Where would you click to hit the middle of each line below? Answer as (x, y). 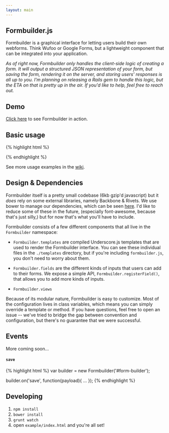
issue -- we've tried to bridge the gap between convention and (71, 315)
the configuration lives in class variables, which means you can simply (79, 304)
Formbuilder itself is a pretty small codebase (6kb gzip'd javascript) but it (82, 195)
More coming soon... (27, 348)
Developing (24, 397)
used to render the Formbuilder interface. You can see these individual (87, 247)
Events (17, 336)
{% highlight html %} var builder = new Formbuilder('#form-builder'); (78, 370)
